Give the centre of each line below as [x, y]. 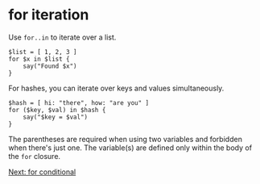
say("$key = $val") [56, 117]
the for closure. [35, 156]
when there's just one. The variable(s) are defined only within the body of [130, 148]
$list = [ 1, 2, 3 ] [43, 52]
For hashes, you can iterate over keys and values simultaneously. [116, 88]
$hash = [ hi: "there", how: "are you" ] [79, 102]
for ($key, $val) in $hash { [57, 110]
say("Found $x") [50, 66]
